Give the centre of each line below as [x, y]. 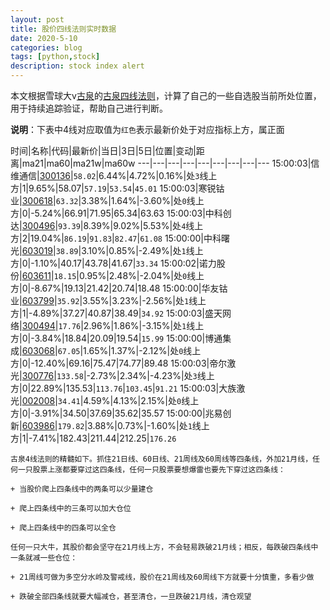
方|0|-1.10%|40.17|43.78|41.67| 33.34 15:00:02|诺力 [113, 263]
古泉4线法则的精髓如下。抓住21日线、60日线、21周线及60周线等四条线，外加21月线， [161, 459]
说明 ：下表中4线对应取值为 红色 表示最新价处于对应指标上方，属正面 [147, 129]
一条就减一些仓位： [44, 558]
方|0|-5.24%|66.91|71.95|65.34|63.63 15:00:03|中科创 [121, 213]
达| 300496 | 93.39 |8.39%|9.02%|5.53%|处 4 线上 [107, 225]
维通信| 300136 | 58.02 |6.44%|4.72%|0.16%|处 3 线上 [114, 175]
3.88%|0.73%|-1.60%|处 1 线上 [148, 425]
